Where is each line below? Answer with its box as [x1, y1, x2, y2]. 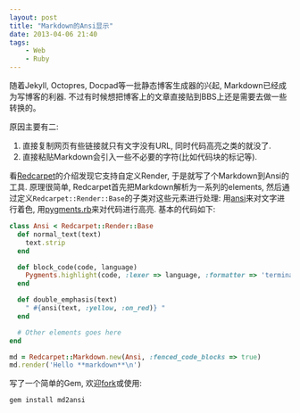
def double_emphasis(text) [17, 295, 118, 304]
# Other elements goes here [17, 327, 122, 337]
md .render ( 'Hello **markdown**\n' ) [9, 360, 142, 370]
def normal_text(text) [17, 229, 102, 239]
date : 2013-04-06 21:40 [9, 29, 98, 38]
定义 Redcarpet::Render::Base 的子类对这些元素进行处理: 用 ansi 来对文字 [16, 193, 278, 203]
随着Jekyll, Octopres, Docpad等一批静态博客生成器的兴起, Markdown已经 [9, 80, 279, 90]
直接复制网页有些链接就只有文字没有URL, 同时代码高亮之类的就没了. [21, 140, 272, 151]
